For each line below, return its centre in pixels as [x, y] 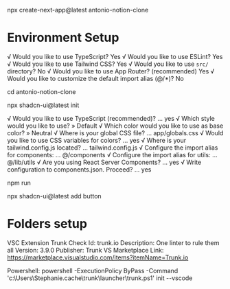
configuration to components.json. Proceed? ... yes [79, 169]
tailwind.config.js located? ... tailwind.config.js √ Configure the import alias [113, 148]
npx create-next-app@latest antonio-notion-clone [78, 10]
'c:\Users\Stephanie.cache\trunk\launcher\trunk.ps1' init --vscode [100, 278]
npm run [19, 183]
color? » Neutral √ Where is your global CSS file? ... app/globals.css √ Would [115, 132]
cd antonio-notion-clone [42, 91]
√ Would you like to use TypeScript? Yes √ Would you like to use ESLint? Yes [115, 56]
